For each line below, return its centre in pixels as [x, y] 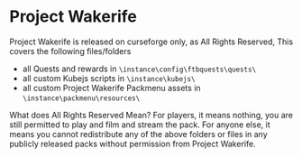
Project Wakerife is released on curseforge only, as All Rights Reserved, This [151, 42]
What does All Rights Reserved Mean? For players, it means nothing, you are [151, 115]
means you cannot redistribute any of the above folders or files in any [138, 134]
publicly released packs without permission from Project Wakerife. [133, 144]
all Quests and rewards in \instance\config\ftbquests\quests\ [139, 69]
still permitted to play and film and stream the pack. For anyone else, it [140, 125]
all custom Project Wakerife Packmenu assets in [111, 88]
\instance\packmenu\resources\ [81, 98]
